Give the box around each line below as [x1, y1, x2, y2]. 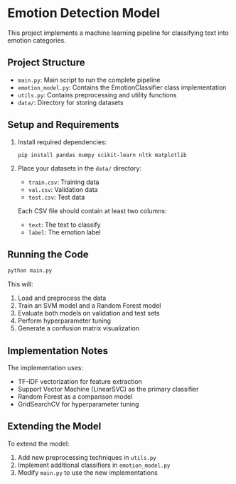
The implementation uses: [7, 364, 84, 372]
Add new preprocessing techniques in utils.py [17, 453, 156, 461]
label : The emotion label [28, 227, 101, 236]
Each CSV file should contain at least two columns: [17, 206, 167, 215]
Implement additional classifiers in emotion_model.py [17, 461, 171, 469]
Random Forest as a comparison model [17, 392, 133, 401]
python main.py [7, 267, 53, 274]
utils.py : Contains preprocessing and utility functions [17, 90, 177, 99]
